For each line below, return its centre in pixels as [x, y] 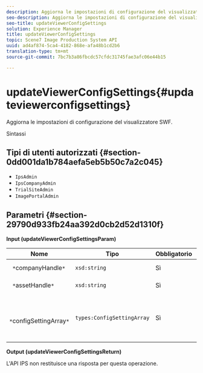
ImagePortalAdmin [37, 196]
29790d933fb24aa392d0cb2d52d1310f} [85, 224]
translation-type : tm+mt [37, 51]
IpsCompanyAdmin [35, 183]
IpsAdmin [26, 177]
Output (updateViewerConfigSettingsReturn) [64, 352]
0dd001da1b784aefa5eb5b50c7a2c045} [85, 162]
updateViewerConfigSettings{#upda [100, 92]
